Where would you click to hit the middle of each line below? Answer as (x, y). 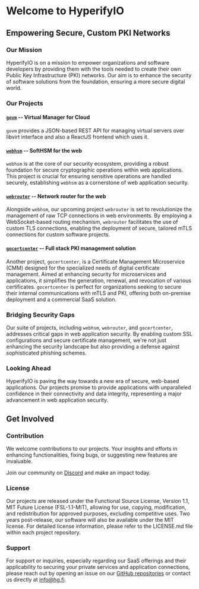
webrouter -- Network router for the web (56, 196)
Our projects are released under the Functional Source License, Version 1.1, (98, 501)
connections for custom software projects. (58, 235)
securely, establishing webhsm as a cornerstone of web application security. (97, 183)
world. (14, 88)
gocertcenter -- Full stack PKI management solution (71, 248)
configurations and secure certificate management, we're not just (86, 340)
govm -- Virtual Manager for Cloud (48, 118)
